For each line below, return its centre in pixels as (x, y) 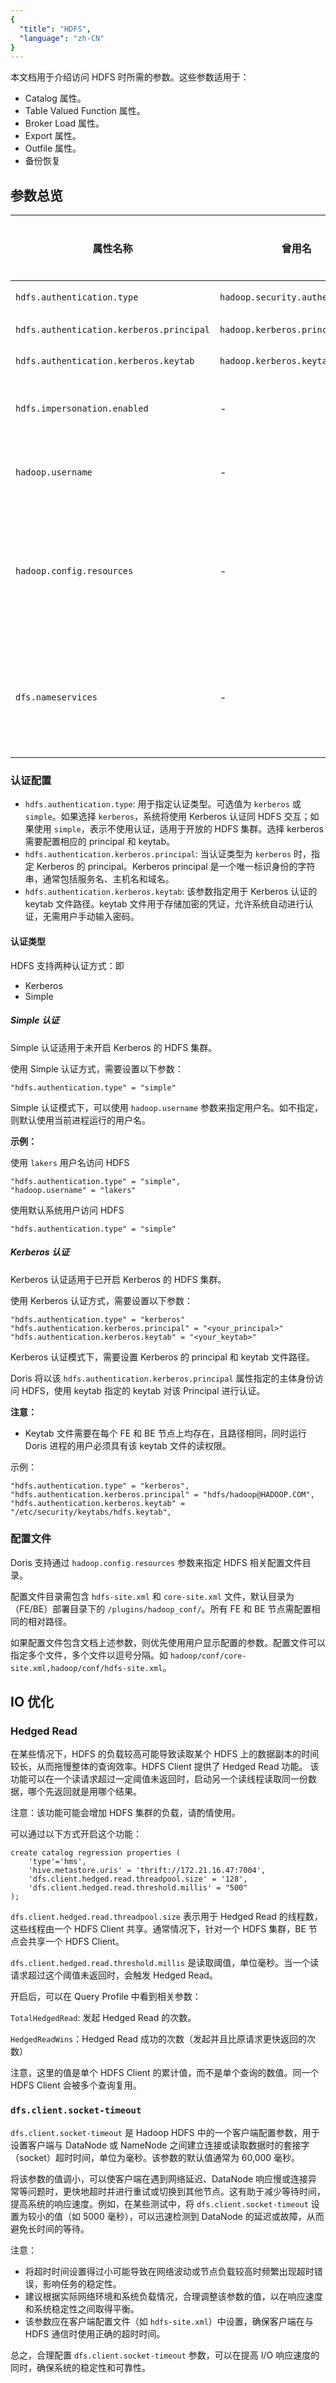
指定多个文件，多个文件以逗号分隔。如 (89, 1655)
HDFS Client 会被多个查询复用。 (76, 2085)
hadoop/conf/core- (208, 1656)
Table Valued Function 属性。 (85, 111)
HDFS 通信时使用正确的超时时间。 (95, 2333)
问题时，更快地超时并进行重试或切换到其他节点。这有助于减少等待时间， (176, 2191)
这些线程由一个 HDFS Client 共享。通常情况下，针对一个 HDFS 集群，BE (158, 1929)
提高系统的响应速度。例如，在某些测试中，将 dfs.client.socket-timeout (159, 2203)
